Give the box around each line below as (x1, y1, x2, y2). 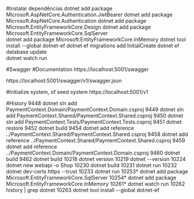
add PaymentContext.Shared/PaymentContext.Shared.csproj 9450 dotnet (6, 112, 183, 119)
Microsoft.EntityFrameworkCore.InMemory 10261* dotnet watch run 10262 (6, 180, 185, 187)
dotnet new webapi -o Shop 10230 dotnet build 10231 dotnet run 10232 (6, 162, 177, 169)
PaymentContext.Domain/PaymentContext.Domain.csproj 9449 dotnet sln (6, 106, 184, 113)
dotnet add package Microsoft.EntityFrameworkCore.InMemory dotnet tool (6, 36, 186, 43)
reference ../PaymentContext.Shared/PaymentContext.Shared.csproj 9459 (6, 137, 186, 144)
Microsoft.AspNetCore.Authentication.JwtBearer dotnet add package (6, 11, 173, 18)
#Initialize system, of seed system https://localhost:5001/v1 (6, 89, 148, 95)
